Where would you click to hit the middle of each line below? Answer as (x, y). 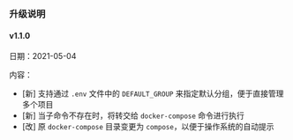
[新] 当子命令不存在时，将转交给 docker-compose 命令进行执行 (133, 115)
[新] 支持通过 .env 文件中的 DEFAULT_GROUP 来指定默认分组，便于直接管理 (153, 93)
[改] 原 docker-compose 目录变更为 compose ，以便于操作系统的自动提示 (148, 127)
